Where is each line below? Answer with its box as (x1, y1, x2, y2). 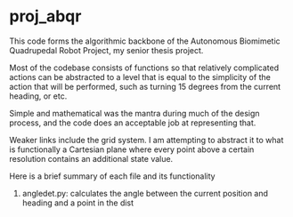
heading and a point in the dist (21, 197, 134, 208)
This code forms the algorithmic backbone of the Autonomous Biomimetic (9, 36, 281, 46)
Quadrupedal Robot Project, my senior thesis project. (9, 44, 204, 55)
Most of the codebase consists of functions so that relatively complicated (9, 62, 280, 73)
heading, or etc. (9, 91, 68, 101)
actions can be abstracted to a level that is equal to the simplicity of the (9, 71, 272, 82)
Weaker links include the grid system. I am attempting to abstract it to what (9, 134, 284, 145)
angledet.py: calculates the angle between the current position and (21, 188, 269, 198)
